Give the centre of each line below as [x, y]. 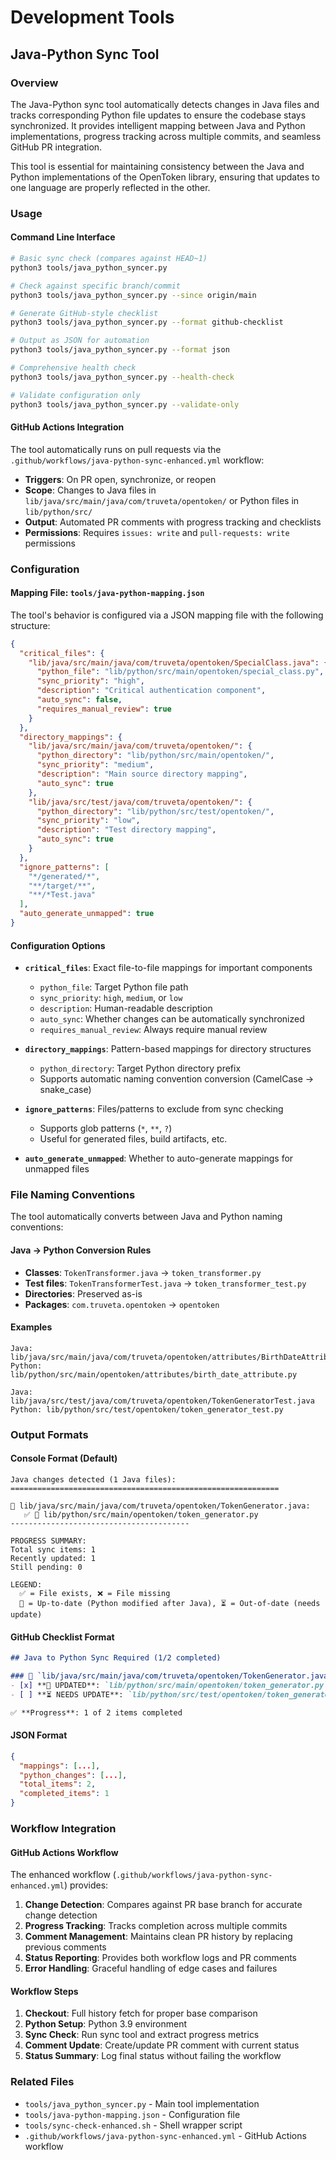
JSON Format [39, 1735]
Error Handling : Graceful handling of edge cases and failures [151, 1968]
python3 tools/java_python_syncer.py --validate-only [125, 404]
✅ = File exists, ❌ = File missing [95, 1593]
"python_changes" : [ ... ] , [73, 1775]
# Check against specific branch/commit [96, 286]
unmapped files [57, 1169]
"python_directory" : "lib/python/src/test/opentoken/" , [155, 811]
